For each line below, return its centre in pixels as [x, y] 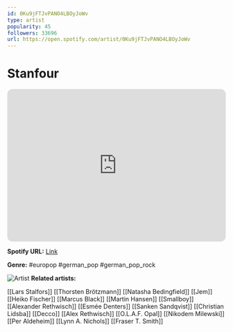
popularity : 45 [29, 26]
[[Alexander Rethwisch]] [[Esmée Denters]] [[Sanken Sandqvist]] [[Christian [115, 306]
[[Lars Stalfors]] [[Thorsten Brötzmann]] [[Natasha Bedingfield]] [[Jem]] [110, 292]
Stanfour [33, 74]
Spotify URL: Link [33, 252]
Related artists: [53, 279]
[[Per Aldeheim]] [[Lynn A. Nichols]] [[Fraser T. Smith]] [85, 321]
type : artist [26, 20]
